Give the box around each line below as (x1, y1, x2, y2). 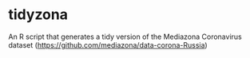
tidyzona (8, 6, 68, 24)
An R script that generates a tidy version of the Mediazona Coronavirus (8, 32, 242, 41)
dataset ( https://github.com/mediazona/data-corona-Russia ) (8, 40, 208, 49)
